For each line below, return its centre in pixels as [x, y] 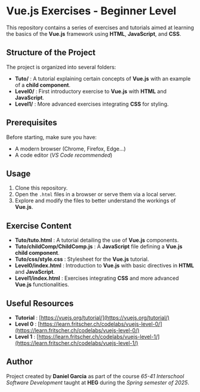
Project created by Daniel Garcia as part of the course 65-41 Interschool [95, 376]
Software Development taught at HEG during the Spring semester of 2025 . [98, 382]
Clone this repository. [41, 188]
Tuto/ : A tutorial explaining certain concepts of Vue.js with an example [103, 78]
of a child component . [42, 85]
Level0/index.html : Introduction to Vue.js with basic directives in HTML [104, 266]
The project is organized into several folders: [61, 67]
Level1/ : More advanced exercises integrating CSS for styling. [92, 104]
